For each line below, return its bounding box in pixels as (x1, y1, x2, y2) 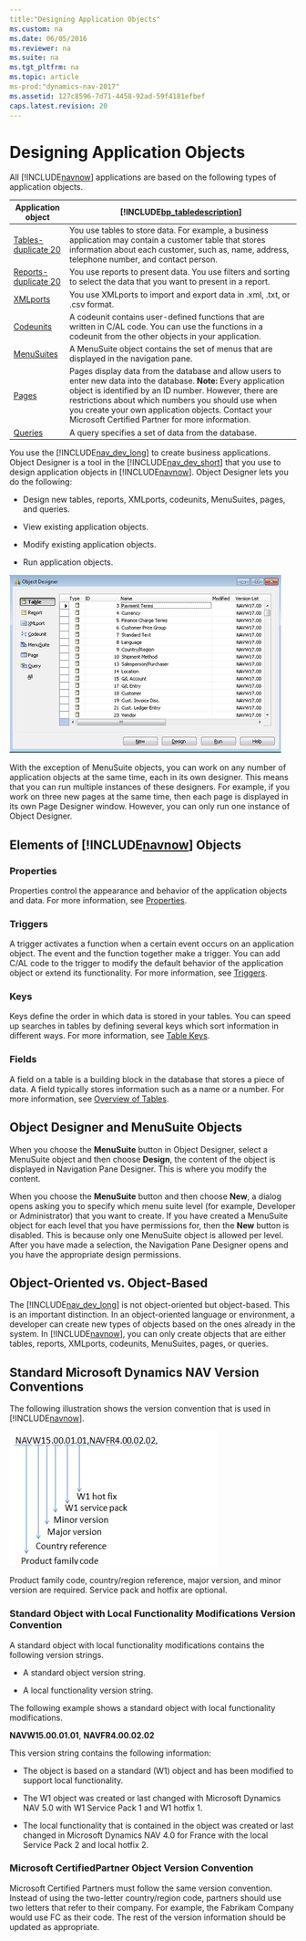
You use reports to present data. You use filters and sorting (69, 266, 291, 277)
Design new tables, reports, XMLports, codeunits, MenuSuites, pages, (22, 494, 286, 506)
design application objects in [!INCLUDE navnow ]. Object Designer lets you (9, 466, 290, 478)
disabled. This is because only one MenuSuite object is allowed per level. (9, 1229, 284, 1240)
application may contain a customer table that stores (69, 235, 266, 245)
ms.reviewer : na (9, 44, 71, 53)
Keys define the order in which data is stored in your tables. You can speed (9, 1011, 291, 1022)
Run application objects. (22, 557, 114, 568)
